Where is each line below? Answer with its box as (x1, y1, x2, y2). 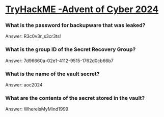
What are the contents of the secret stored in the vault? (5, 95, 145, 101)
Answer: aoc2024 (5, 82, 43, 88)
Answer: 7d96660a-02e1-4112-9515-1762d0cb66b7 (5, 57, 114, 64)
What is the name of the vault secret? (5, 70, 100, 77)
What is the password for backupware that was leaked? (5, 22, 146, 29)
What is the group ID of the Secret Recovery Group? (5, 46, 136, 53)
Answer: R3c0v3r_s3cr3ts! (5, 33, 61, 39)
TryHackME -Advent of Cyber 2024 (5, 4, 159, 15)
